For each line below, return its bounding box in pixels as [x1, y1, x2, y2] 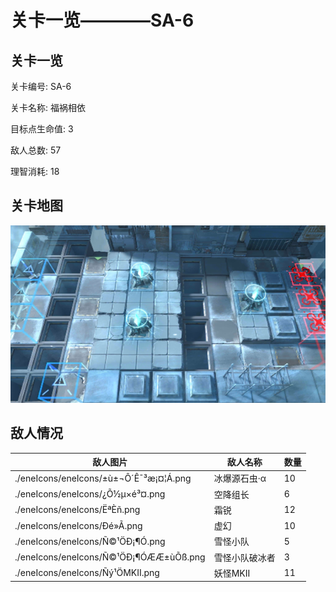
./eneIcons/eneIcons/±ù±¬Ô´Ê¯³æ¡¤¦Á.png [14, 472, 192, 484]
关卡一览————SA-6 [10, 9, 195, 32]
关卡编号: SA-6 [10, 81, 72, 92]
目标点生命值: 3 [10, 123, 74, 135]
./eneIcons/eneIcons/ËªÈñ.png [14, 504, 141, 516]
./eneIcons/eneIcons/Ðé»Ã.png [14, 519, 143, 531]
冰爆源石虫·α [213, 472, 267, 485]
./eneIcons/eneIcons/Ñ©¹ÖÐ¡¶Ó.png [14, 535, 166, 547]
